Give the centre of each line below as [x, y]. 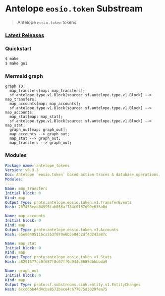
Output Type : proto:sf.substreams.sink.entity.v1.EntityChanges [73, 285]
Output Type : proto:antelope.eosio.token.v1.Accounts [62, 230]
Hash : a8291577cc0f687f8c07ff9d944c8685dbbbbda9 [56, 262]
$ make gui [16, 63]
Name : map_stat [21, 243]
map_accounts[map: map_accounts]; [45, 104]
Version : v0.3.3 [22, 170]
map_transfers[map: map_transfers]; [47, 91]
